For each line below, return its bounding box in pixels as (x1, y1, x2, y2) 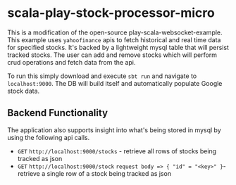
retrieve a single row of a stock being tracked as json (17, 169, 171, 177)
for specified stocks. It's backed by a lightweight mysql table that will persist (7, 43, 229, 51)
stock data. (7, 87, 40, 95)
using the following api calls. (7, 133, 90, 141)
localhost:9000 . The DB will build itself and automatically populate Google (7, 79, 223, 87)
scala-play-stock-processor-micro (7, 5, 215, 21)
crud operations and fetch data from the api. (7, 58, 136, 66)
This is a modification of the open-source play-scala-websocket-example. (7, 28, 223, 37)
